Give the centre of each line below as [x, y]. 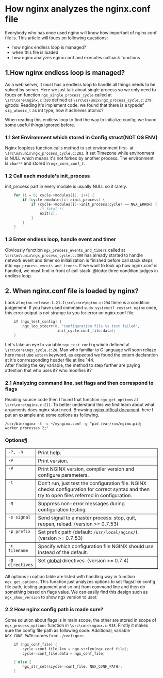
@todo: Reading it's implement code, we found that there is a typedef [74, 105]
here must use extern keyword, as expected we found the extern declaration [81, 355]
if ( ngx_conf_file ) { [35, 644]
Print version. [53, 461]
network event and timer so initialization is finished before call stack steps [79, 260]
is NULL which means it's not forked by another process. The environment [79, 158]
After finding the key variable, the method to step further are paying [73, 365]
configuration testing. [63, 509]
